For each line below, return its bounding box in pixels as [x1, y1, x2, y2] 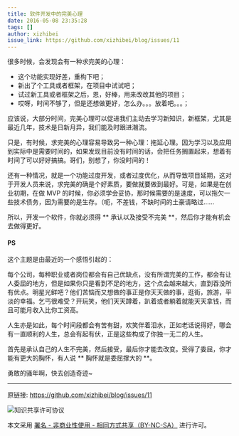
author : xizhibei [7, 30, 59, 38]
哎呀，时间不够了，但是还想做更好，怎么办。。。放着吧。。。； [17, 99, 190, 107]
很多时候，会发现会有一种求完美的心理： [7, 58, 126, 66]
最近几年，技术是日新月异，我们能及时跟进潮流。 [7, 123, 151, 132]
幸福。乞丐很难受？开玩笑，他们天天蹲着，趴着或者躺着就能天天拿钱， [19, 297, 225, 306]
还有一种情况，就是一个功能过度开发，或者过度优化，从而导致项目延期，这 [7, 171, 225, 180]
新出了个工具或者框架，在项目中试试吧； [17, 81, 137, 90]
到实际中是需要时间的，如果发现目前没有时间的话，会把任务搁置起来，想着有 [7, 147, 232, 156]
